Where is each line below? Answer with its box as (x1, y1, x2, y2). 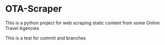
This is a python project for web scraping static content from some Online (5, 20, 160, 26)
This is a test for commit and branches (5, 35, 86, 41)
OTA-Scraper (5, 3, 62, 15)
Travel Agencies (5, 25, 39, 31)
